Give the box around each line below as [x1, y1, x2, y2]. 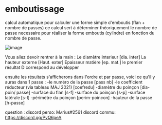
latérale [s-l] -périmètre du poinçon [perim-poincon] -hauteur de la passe [5, 94, 152, 101]
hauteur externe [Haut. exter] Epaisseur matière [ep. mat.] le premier [5, 59, 143, 65]
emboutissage [5, 3, 65, 15]
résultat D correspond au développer [5, 64, 79, 70]
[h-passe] [5, 100, 25, 105]
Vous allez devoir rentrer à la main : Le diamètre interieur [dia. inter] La [5, 54, 146, 60]
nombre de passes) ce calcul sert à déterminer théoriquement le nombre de [5, 24, 157, 30]
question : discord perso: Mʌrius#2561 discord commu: [5, 109, 116, 115]
